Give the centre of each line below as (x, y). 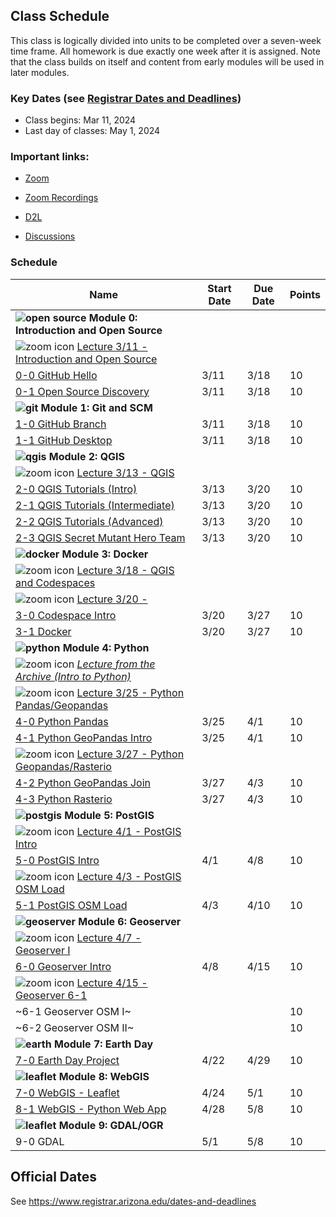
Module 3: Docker (105, 554)
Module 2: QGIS (87, 456)
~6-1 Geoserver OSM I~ (73, 1011)
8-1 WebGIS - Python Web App (91, 1109)
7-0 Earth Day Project (67, 1060)
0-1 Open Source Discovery (82, 391)
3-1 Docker (43, 631)
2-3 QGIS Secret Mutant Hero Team (100, 537)
